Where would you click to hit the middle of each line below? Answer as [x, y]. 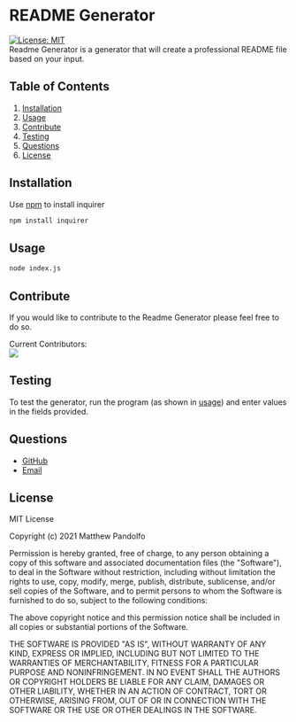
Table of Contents [60, 86]
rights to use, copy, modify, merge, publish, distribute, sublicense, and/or [142, 582]
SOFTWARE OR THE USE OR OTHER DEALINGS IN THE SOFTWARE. [133, 710]
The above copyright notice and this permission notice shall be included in [144, 617]
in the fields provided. [49, 411]
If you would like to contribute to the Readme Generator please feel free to [144, 317]
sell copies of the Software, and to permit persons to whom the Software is [146, 591]
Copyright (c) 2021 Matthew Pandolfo [77, 536]
